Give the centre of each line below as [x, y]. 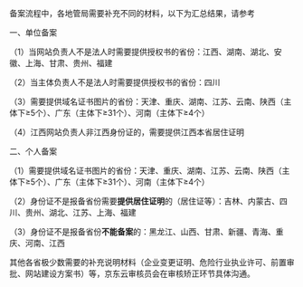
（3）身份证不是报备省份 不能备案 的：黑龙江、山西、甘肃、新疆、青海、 [142, 232]
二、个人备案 [33, 151]
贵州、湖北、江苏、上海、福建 [80, 212]
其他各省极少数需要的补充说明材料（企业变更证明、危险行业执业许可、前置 [148, 262]
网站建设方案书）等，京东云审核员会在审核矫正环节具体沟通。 [140, 273]
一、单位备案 [33, 33]
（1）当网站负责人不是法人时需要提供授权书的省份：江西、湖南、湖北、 [142, 52]
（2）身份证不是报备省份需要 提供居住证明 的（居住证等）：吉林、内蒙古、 [145, 201]
